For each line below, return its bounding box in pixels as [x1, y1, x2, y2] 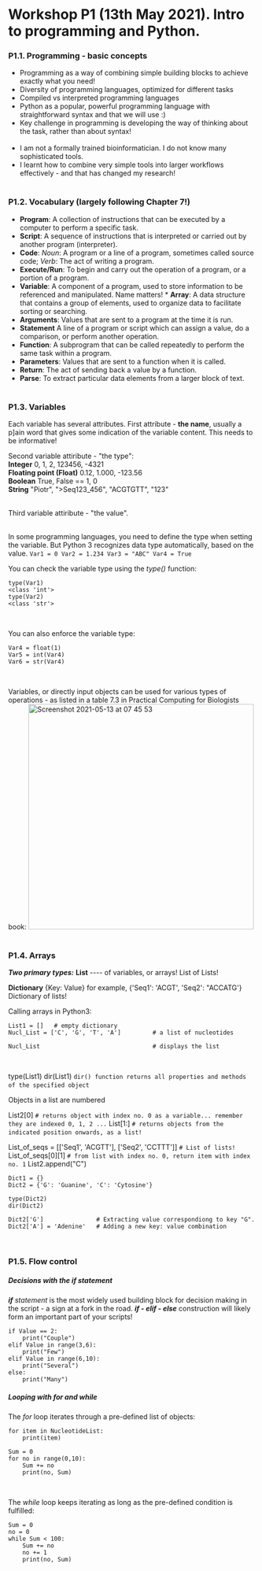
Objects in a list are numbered [8, 1096, 106, 1105]
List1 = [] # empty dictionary [8, 1022, 118, 1030]
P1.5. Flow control [8, 1256, 77, 1267]
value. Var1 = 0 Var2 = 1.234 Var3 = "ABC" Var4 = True [8, 549, 192, 558]
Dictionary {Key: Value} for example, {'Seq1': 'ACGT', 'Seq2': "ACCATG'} [8, 983, 242, 993]
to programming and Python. [8, 22, 201, 40]
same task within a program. [19, 348, 113, 357]
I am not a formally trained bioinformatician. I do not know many [19, 143, 227, 153]
